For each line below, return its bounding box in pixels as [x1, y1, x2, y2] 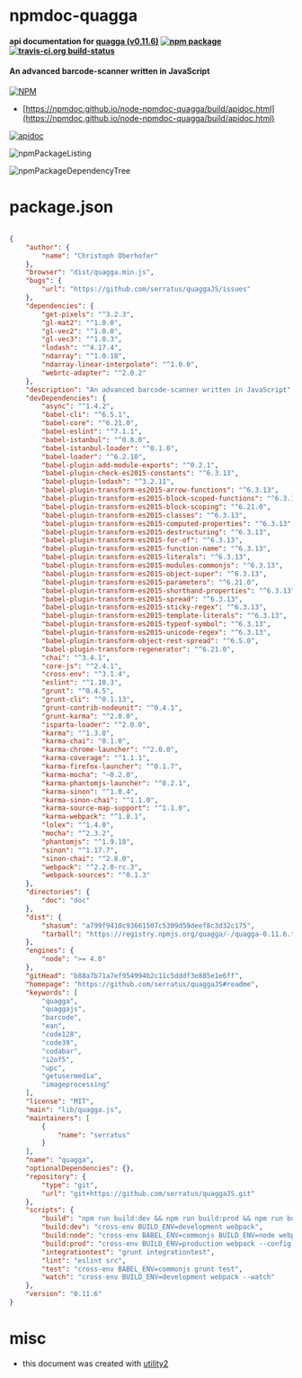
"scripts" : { [25, 1206, 75, 1215]
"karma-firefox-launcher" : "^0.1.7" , [41, 762, 182, 771]
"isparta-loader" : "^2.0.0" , [41, 720, 151, 730]
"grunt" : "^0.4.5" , [41, 686, 115, 696]
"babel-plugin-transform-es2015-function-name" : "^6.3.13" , [41, 544, 271, 554]
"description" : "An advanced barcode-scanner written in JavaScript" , [25, 385, 296, 394]
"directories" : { [25, 888, 91, 897]
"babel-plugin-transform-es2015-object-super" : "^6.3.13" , [41, 569, 268, 578]
